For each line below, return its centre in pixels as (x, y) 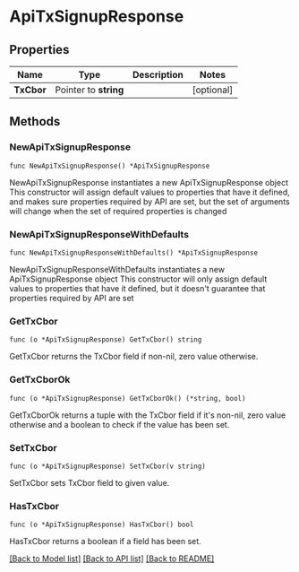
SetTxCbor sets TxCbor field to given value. (90, 482)
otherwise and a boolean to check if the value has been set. (120, 424)
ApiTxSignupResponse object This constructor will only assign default (138, 279)
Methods (35, 121)
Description (158, 75)
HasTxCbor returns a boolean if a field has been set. (105, 542)
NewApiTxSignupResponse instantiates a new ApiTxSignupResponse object (149, 182)
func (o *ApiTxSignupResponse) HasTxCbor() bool (102, 525)
